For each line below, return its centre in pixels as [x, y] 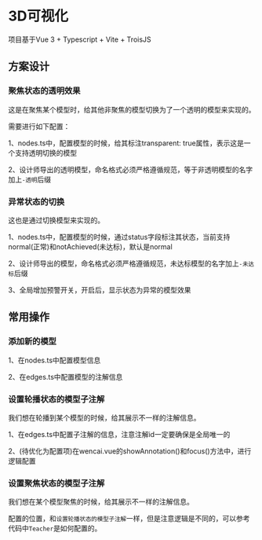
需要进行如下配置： [39, 126]
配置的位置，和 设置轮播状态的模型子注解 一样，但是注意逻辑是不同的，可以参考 [129, 519]
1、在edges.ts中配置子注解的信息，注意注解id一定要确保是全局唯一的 [119, 434]
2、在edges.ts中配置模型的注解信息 [65, 377]
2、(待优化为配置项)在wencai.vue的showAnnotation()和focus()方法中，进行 [130, 451]
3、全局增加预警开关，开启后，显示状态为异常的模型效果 [100, 290]
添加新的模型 [33, 341]
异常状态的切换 [36, 201]
